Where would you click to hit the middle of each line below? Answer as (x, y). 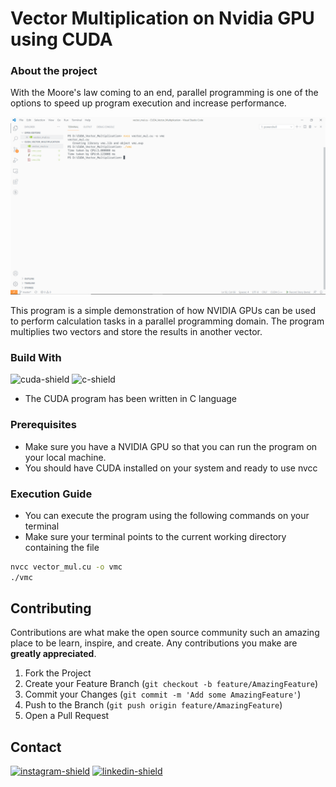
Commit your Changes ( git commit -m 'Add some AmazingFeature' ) (163, 694)
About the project (54, 71)
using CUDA (61, 39)
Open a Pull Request (67, 716)
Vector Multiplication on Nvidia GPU (162, 18)
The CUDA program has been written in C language (130, 399)
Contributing (51, 608)
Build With (36, 357)
